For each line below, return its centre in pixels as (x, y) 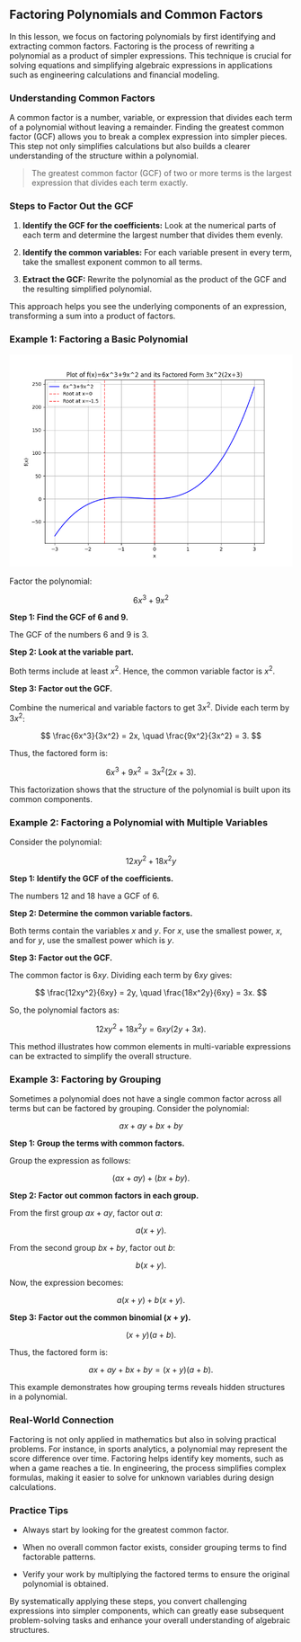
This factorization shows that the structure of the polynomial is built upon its (150, 790)
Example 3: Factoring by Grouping (85, 1079)
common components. (51, 799)
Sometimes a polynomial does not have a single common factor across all (146, 1098)
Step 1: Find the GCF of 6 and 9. (69, 617)
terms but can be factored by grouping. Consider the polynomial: (129, 1108)
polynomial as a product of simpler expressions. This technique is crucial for (150, 55)
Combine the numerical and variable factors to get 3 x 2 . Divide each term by (150, 707)
